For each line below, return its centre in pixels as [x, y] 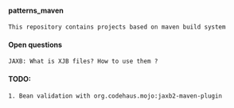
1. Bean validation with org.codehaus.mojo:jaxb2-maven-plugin [115, 96]
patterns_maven [36, 10]
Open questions [35, 44]
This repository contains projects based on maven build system [117, 27]
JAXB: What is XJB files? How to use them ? [83, 62]
